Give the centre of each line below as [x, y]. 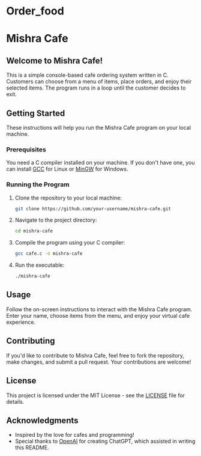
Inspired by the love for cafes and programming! [74, 435]
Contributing [31, 341]
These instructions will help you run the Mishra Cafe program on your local [98, 128]
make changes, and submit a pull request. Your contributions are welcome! [99, 362]
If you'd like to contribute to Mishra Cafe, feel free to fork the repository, [95, 355]
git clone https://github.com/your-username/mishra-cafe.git [93, 208]
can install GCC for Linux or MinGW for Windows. [67, 169]
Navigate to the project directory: [56, 220]
